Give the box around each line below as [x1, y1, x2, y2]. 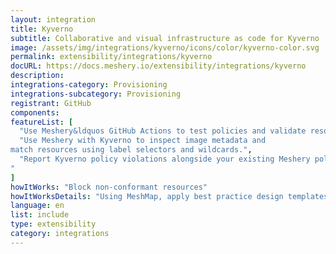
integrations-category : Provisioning [10, 80, 168, 90]
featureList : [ [10, 117, 74, 127]
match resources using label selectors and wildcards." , [10, 145, 253, 155]
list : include [10, 210, 70, 220]
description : [10, 71, 65, 81]
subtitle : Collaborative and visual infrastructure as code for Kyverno [10, 33, 320, 43]
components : [10, 107, 60, 118]
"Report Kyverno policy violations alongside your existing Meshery [19, 154, 311, 164]
